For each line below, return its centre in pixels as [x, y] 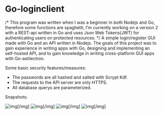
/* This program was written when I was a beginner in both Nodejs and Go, [80, 22]
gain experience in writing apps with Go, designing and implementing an [77, 48]
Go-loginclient [35, 9]
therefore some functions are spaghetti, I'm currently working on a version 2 [81, 27]
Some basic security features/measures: [46, 68]
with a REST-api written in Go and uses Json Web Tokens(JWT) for [72, 33]
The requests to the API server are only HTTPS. [60, 82]
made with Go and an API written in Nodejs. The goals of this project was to [81, 43]
